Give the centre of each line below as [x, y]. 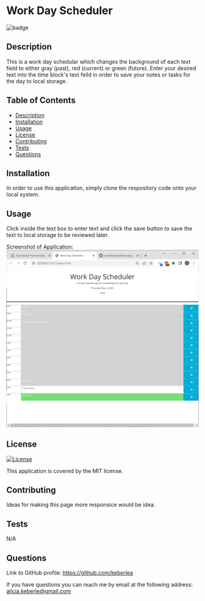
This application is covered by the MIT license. [65, 471]
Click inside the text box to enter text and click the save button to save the [99, 229]
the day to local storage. [37, 81]
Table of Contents [41, 101]
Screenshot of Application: [40, 247]
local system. [23, 195]
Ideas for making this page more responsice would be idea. [81, 505]
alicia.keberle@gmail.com [39, 591]
